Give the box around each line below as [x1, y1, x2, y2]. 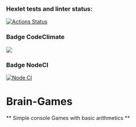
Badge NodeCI [6, 61, 48, 69]
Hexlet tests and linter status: [6, 5, 93, 13]
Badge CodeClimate [6, 33, 65, 41]
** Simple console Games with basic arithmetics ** [6, 114, 130, 121]
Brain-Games [6, 95, 73, 108]
